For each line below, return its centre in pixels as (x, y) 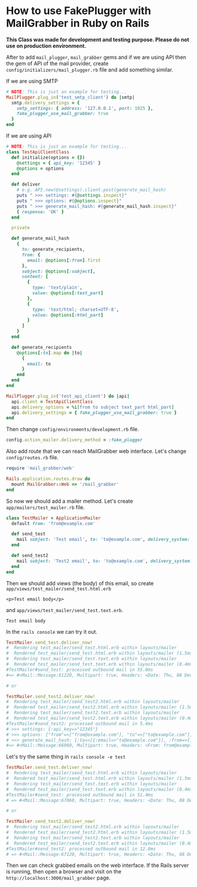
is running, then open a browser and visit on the (64, 872)
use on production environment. (46, 46)
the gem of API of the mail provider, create (57, 63)
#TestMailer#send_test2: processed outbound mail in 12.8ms (81, 849)
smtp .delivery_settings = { (46, 103)
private (21, 228)
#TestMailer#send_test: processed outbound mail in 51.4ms (80, 795)
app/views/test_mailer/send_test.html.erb (59, 589)
